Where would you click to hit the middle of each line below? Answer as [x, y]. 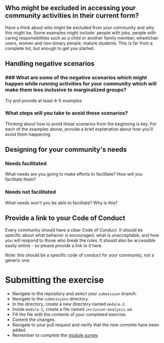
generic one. [18, 260]
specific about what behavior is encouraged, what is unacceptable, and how [82, 235]
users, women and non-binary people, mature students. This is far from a [79, 43]
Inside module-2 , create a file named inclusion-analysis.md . [72, 309]
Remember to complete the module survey [55, 335]
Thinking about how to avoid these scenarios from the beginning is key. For [81, 124]
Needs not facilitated [31, 192]
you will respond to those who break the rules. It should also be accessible [80, 240]
